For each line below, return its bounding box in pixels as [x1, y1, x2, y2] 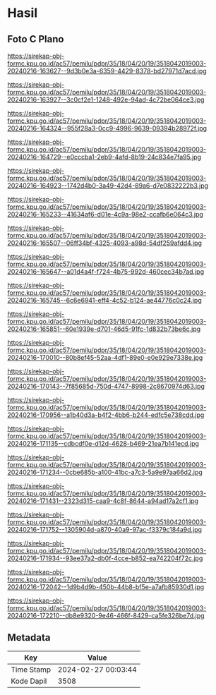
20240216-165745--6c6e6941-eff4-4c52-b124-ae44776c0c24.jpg [7, 296, 203, 304]
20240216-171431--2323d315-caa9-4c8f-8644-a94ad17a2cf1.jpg [7, 497, 199, 505]
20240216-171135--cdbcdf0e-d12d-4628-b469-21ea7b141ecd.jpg [7, 440, 200, 447]
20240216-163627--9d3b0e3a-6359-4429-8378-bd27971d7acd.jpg [7, 67, 207, 75]
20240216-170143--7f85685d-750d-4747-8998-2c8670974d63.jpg [7, 382, 205, 390]
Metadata [7, 631, 51, 643]
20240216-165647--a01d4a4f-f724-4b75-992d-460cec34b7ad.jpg [7, 267, 205, 276]
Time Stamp [11, 665, 52, 675]
